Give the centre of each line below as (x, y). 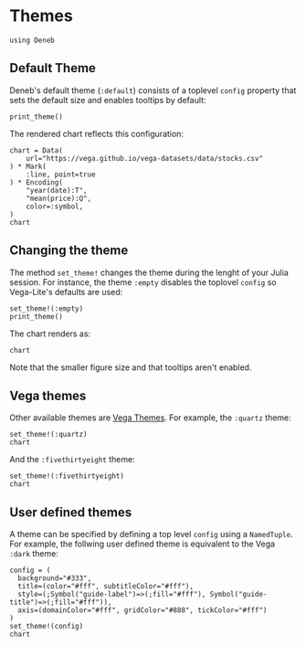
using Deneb (32, 40)
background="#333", (55, 578)
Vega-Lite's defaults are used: (66, 291)
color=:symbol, (55, 207)
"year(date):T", (57, 190)
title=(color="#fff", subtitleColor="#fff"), (106, 587)
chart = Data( (37, 150)
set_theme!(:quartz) (49, 435)
